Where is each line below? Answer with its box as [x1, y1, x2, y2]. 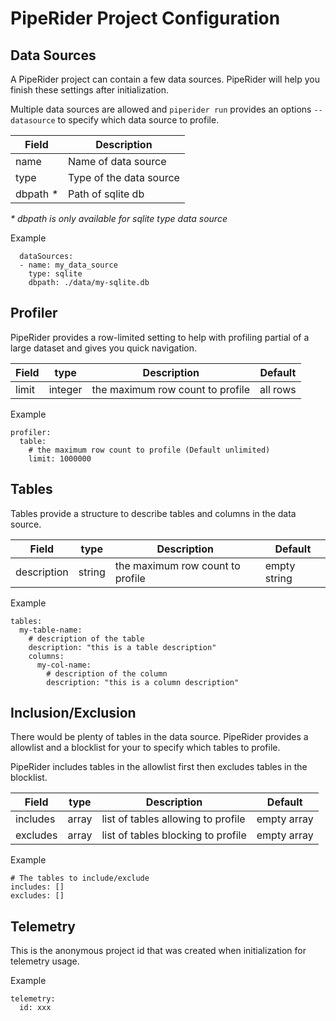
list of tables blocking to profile [101, 828, 247, 842]
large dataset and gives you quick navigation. [10, 342, 198, 354]
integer [48, 382, 83, 396]
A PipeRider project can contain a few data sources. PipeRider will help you [10, 73, 321, 85]
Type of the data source [67, 171, 180, 184]
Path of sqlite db [67, 187, 145, 201]
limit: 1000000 [28, 453, 92, 464]
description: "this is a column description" [46, 677, 240, 687]
